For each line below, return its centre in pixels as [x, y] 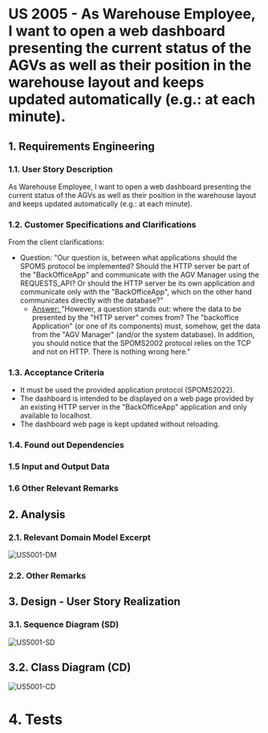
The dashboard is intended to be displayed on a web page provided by [137, 398]
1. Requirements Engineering [81, 146]
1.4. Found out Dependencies [66, 445]
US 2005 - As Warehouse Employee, [132, 14]
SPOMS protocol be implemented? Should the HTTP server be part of [135, 266]
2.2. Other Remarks [47, 575]
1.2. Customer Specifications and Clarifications [102, 224]
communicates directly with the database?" [91, 301]
